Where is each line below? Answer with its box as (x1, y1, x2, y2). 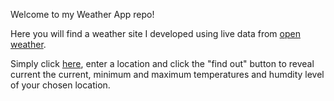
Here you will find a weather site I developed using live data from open (10, 28, 301, 39)
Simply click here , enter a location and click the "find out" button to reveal (10, 58, 315, 69)
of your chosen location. (10, 79, 111, 91)
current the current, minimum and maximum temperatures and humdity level (10, 69, 325, 80)
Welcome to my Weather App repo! (10, 9, 155, 20)
